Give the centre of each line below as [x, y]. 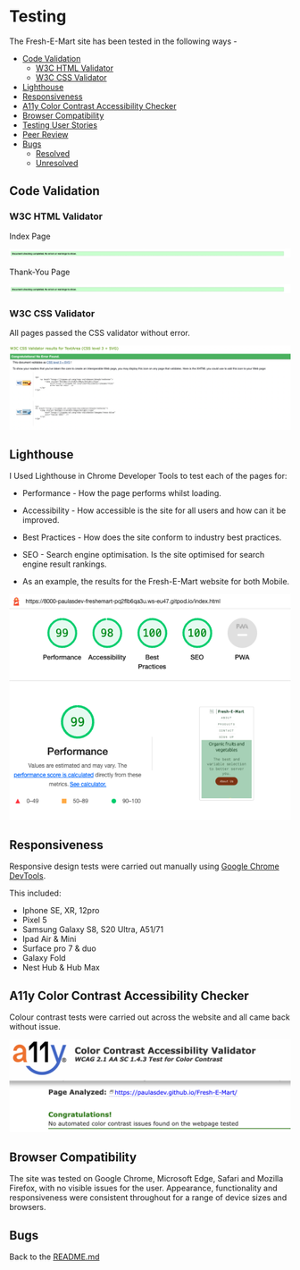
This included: [35, 893]
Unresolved [57, 163]
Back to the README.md [54, 1257]
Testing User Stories [60, 125]
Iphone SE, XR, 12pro [61, 911]
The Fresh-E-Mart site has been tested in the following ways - [123, 41]
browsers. [28, 1207]
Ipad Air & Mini [49, 939]
